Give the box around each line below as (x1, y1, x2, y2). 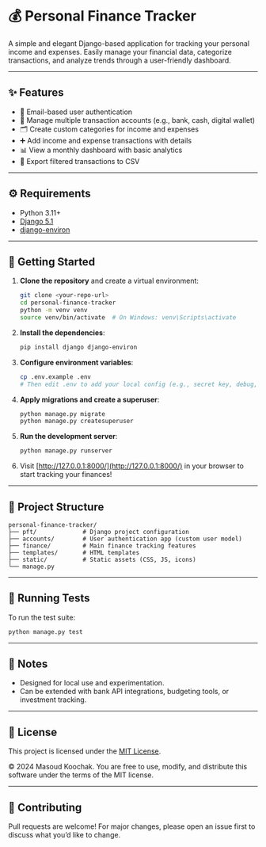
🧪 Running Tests (8, 592, 90, 605)
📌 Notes (8, 658, 48, 671)
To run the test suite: (8, 612, 76, 622)
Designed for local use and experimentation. (19, 678, 165, 688)
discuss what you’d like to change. (8, 830, 121, 840)
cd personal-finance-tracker (19, 299, 116, 307)
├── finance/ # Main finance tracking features (8, 541, 196, 550)
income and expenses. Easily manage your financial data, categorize (8, 47, 232, 56)
